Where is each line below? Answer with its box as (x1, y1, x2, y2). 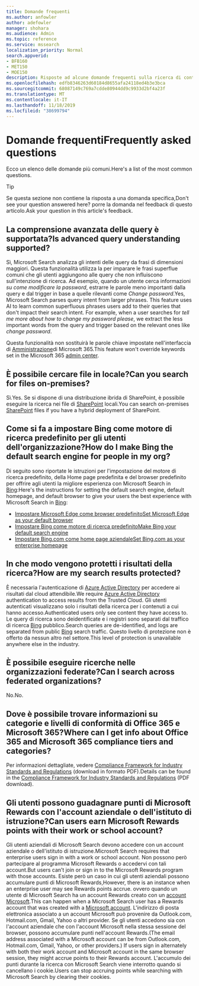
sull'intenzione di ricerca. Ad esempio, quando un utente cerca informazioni (6, 278, 191, 285)
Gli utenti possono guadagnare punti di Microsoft (6, 798, 191, 808)
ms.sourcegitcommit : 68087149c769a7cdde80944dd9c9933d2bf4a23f (6, 86, 166, 92)
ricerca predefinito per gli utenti (6, 433, 126, 443)
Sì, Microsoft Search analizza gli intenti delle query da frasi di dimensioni (6, 259, 184, 266)
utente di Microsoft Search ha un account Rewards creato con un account (6, 892, 187, 898)
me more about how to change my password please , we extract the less (6, 315, 183, 323)
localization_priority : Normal (6, 47, 84, 53)
